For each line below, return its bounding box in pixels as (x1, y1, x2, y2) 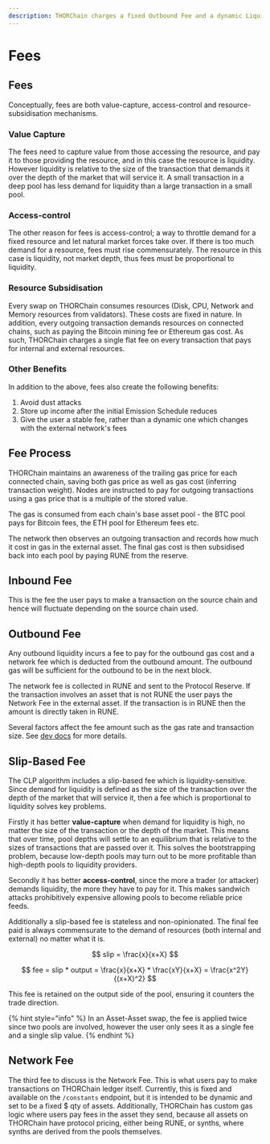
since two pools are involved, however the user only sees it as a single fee (8, 1022, 255, 1032)
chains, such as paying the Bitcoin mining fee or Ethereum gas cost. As (8, 326, 243, 336)
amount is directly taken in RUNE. (8, 707, 119, 717)
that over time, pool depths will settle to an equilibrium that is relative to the (8, 835, 257, 844)
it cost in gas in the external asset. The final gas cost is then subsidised (8, 541, 245, 552)
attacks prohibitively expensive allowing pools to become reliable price (8, 893, 243, 902)
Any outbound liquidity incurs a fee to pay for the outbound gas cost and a (8, 649, 255, 658)
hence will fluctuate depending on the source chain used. (8, 603, 198, 613)
